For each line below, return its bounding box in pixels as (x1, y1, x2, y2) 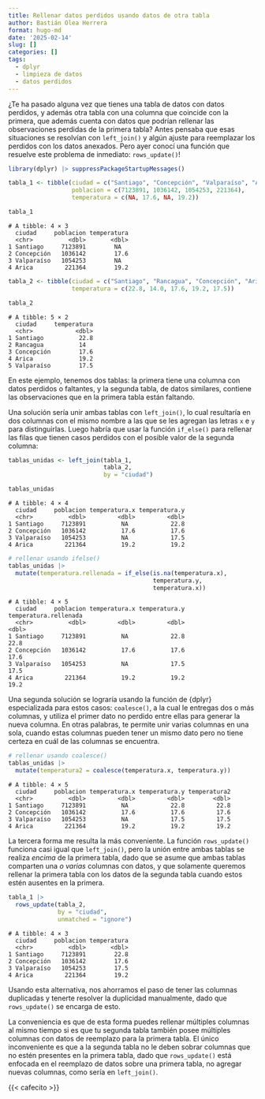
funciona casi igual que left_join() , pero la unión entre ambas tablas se (8, 845, 244, 854)
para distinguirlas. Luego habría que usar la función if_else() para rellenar (8, 424, 252, 434)
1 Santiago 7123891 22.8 (8, 950, 129, 959)
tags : (8, 56, 26, 64)
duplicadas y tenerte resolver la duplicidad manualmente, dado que (8, 993, 227, 1003)
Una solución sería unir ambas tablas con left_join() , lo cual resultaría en (8, 407, 251, 417)
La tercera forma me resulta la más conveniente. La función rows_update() (8, 836, 250, 845)
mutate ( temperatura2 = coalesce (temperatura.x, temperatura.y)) (15, 767, 231, 775)
